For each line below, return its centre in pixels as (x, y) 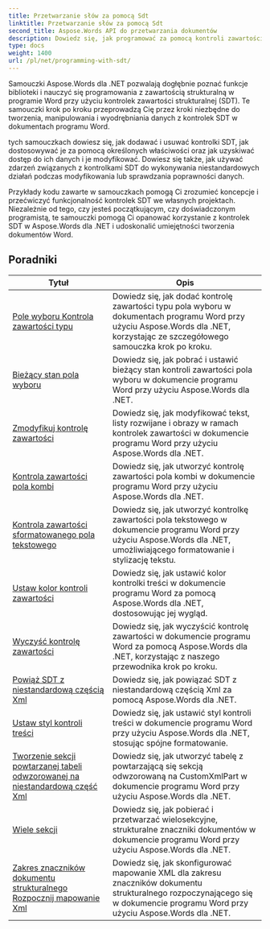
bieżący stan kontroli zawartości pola (182, 370)
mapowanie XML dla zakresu (167, 873)
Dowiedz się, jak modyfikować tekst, (181, 413)
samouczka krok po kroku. (162, 346)
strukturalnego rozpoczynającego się (182, 893)
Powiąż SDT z (39, 679)
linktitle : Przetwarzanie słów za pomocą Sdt (86, 23)
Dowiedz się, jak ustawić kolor (169, 572)
